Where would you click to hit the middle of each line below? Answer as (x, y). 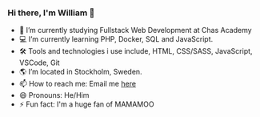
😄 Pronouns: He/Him (54, 95)
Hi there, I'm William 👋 (51, 13)
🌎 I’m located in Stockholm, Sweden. (80, 72)
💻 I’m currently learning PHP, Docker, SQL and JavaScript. (116, 39)
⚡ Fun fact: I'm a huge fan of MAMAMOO (86, 104)
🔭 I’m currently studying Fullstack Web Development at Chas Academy (136, 30)
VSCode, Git (40, 63)
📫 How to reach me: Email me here (78, 84)
